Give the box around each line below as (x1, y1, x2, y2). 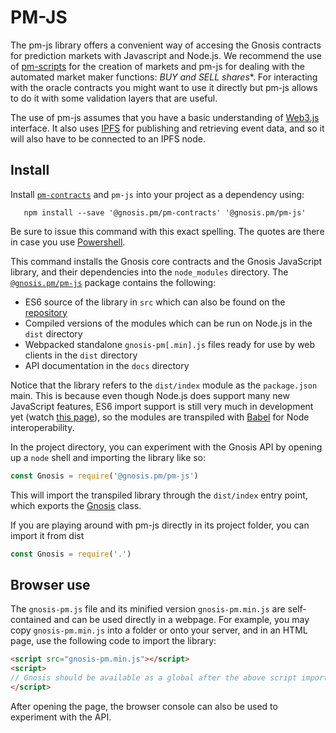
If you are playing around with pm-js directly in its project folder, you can (10, 519, 310, 531)
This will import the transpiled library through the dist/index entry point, (10, 489, 308, 501)
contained (10, 614, 52, 626)
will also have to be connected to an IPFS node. (10, 132, 206, 145)
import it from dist (10, 529, 85, 541)
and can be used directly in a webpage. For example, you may (53, 614, 310, 626)
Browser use (10, 576, 91, 593)
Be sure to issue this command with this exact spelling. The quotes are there (10, 225, 325, 237)
